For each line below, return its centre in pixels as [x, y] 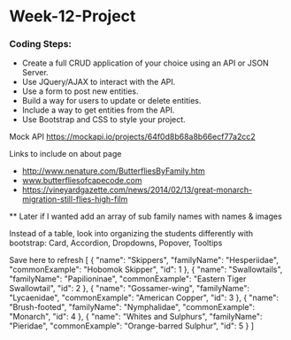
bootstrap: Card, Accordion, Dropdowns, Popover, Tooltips [116, 243]
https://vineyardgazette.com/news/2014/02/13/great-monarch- [137, 190]
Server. [35, 73]
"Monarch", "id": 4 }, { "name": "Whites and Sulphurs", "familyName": [136, 317]
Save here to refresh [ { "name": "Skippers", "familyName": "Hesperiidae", [144, 260]
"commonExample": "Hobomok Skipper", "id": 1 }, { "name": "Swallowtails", [146, 270]
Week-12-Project [73, 16]
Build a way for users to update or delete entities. [111, 101]
